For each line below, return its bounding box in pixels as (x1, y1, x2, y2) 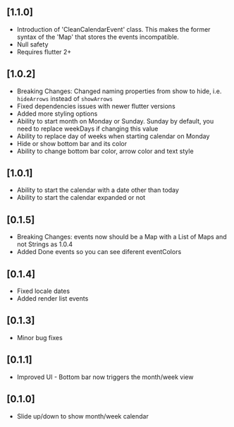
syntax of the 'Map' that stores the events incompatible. (16, 32, 179, 41)
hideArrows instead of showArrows (16, 94, 113, 102)
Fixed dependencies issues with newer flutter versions (16, 102, 175, 110)
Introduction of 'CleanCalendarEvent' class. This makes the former (16, 25, 211, 33)
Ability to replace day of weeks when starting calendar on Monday (16, 131, 210, 140)
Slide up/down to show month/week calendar (16, 411, 149, 420)
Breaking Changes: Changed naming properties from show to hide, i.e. (16, 87, 222, 95)
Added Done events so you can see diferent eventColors (16, 248, 182, 256)
